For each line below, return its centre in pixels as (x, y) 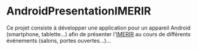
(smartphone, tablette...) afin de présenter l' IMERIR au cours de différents (99, 34)
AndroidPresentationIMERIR (79, 11)
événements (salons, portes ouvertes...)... (59, 40)
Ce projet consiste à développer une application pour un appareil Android (99, 28)
